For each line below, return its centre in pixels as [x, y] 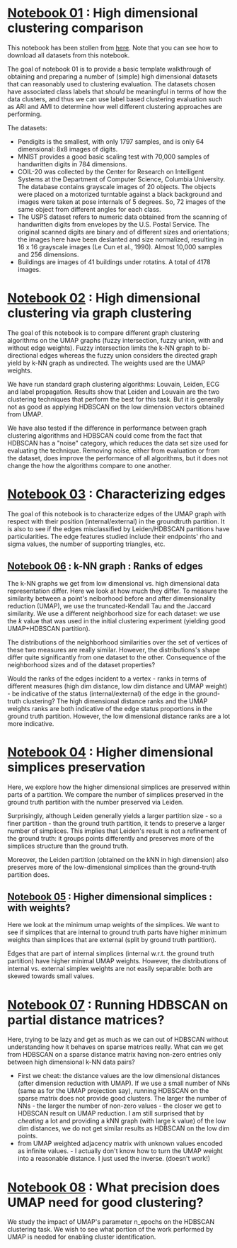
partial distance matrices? [86, 1020]
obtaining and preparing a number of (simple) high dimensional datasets [112, 76]
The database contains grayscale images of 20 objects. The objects [117, 186]
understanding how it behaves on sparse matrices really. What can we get [115, 1047]
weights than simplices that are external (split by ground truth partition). [112, 940]
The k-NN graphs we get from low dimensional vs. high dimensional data [114, 583]
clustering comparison [75, 28]
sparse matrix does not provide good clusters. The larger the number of [122, 1099]
